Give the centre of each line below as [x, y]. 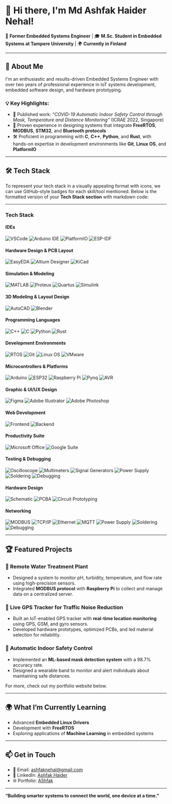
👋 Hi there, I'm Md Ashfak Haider [76, 11]
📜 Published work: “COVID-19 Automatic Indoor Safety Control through [88, 115]
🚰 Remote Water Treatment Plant [47, 566]
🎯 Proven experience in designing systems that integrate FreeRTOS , [84, 125]
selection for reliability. [37, 635]
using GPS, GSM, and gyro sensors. [50, 624]
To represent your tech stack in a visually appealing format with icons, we [83, 186]
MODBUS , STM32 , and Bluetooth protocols [59, 131]
